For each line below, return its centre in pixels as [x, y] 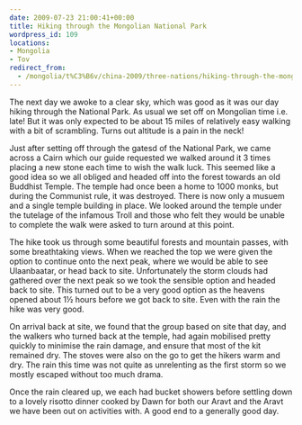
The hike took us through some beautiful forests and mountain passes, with [149, 242]
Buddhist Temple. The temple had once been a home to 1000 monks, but [144, 186]
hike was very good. [47, 309]
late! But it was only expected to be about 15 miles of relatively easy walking [150, 121]
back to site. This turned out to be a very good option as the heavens [137, 290]
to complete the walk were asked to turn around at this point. [122, 224]
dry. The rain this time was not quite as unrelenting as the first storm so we [148, 365]
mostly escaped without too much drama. [86, 374]
